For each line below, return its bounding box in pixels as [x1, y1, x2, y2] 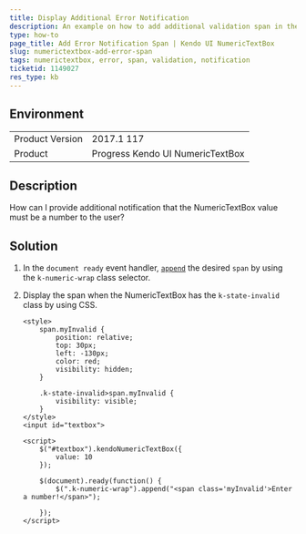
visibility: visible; [56, 397, 138, 406]
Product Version [14, 132, 84, 145]
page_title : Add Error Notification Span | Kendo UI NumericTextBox [9, 38, 275, 48]
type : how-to [9, 30, 59, 39]
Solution [9, 238, 58, 253]
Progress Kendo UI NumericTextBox [91, 147, 245, 159]
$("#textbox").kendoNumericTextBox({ [39, 445, 182, 454]
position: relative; [56, 334, 134, 343]
